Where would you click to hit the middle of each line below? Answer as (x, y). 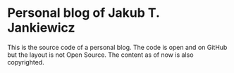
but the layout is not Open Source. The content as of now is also (100, 55)
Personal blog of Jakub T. (84, 13)
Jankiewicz (41, 28)
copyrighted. (26, 62)
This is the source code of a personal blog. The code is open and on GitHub (117, 47)
